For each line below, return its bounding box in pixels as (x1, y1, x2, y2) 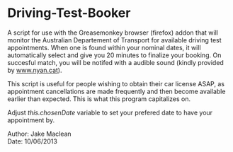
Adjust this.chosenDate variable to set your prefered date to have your (7, 108, 213, 117)
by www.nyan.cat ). (7, 66, 62, 74)
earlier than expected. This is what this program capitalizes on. (7, 94, 191, 103)
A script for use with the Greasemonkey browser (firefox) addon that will (7, 28, 218, 37)
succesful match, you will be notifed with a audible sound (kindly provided (7, 58, 225, 66)
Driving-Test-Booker (7, 5, 131, 21)
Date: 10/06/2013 (7, 136, 58, 146)
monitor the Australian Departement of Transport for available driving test (7, 35, 222, 44)
